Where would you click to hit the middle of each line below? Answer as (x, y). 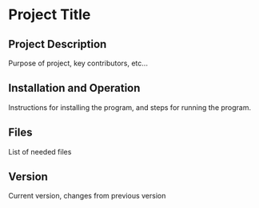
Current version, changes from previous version (87, 196)
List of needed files (40, 151)
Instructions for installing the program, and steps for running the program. (130, 107)
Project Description (58, 44)
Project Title (50, 15)
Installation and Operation (74, 88)
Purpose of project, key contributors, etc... (78, 63)
